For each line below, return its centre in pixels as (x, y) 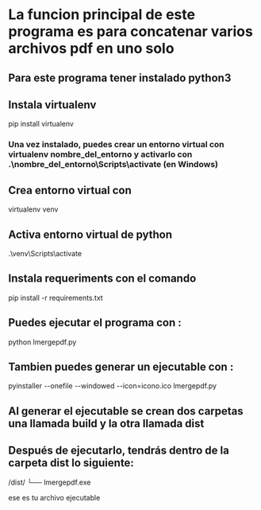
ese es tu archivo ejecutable (54, 497)
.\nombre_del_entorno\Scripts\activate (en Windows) (113, 165)
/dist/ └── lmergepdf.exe (50, 482)
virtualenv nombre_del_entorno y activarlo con (100, 154)
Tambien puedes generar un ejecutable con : (121, 366)
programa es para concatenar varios (131, 31)
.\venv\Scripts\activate (45, 253)
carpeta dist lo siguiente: (71, 463)
